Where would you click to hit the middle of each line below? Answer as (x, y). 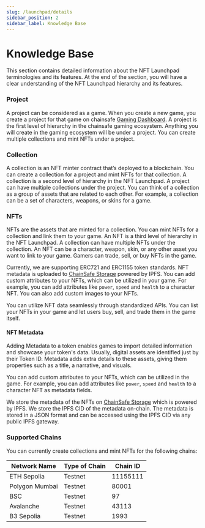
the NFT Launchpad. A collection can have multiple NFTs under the (91, 243)
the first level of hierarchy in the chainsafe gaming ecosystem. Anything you (102, 125)
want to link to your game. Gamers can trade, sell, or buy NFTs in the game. (102, 256)
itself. (13, 318)
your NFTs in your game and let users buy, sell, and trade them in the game (101, 312)
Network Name (34, 466)
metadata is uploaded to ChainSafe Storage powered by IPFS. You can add (101, 274)
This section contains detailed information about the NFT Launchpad (93, 70)
